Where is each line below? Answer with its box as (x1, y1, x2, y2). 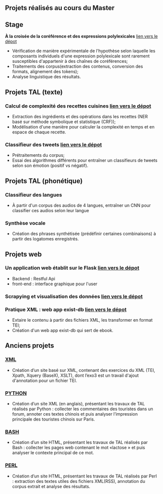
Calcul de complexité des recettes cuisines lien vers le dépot (5, 102, 151, 109)
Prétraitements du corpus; (12, 152, 65, 158)
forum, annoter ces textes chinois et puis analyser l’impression (12, 411, 138, 417)
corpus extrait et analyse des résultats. (12, 483, 91, 489)
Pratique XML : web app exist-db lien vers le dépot (5, 306, 127, 313)
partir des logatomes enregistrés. (12, 236, 79, 242)
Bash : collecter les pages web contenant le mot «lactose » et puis (12, 445, 145, 451)
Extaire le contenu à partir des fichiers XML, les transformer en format (12, 317, 153, 323)
